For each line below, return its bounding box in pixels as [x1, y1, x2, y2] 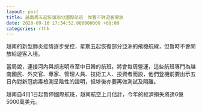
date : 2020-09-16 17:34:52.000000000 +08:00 [6, 20, 120, 26]
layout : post [6, 8, 39, 15]
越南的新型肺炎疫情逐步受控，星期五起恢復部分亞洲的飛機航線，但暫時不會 [6, 43, 191, 50]
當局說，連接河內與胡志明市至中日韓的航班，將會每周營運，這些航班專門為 [6, 63, 191, 70]
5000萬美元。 [6, 98, 41, 106]
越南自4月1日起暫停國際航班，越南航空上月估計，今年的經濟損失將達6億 [6, 91, 184, 98]
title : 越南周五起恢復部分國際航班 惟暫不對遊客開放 [6, 14, 124, 20]
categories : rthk [6, 25, 50, 32]
